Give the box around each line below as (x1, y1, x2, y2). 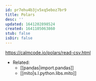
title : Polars (5, 12, 35, 17)
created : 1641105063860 (5, 26, 56, 31)
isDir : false (5, 36, 33, 41)
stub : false (5, 31, 30, 36)
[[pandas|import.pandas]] (20, 64, 74, 71)
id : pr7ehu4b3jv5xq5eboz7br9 (5, 7, 67, 13)
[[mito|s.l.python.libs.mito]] (20, 70, 77, 76)
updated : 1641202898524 (5, 21, 56, 27)
